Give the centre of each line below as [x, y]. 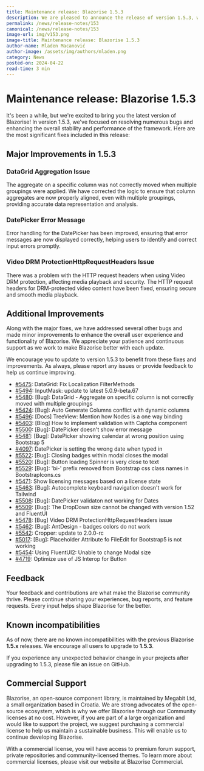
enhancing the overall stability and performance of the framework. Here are [101, 128]
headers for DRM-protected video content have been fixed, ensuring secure [101, 288]
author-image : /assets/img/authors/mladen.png [66, 52]
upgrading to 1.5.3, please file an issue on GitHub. [68, 664]
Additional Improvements [55, 313]
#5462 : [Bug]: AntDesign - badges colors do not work [83, 527]
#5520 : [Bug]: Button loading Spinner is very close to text [87, 462]
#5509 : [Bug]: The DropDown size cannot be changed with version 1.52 [105, 507]
